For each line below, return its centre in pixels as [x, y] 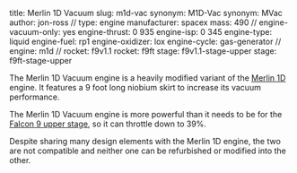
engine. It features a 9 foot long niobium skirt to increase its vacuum [135, 87]
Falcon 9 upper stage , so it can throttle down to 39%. [108, 124]
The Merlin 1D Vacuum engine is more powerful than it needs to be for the [146, 114]
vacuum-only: [35, 32]
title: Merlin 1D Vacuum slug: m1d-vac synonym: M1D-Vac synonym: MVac [146, 13]
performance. [35, 97]
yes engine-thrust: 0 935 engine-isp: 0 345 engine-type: [167, 32]
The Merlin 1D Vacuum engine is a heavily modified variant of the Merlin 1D [148, 78]
